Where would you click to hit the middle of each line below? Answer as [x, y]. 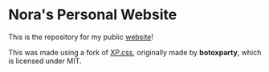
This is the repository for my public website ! [81, 37]
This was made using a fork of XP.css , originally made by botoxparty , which [135, 52]
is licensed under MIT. [45, 61]
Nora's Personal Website [93, 15]
